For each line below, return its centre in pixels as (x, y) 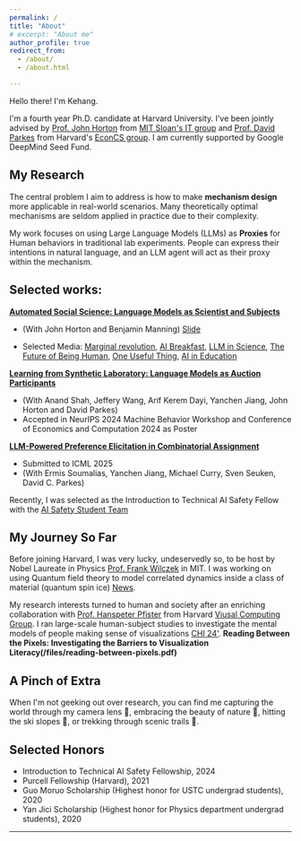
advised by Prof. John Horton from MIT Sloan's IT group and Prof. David (142, 127)
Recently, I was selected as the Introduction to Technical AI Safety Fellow (144, 499)
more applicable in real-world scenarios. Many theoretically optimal (133, 206)
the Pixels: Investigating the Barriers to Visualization (109, 643)
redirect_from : (38, 51)
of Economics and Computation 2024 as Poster (110, 429)
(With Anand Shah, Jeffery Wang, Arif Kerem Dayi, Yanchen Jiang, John (155, 400)
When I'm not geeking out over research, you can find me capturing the (142, 702)
